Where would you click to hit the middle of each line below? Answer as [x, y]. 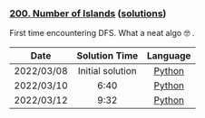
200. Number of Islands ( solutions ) [88, 14]
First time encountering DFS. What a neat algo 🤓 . [102, 33]
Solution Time [107, 56]
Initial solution [107, 71]
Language [169, 56]
